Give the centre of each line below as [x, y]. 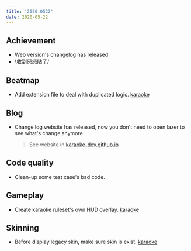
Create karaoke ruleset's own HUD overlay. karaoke [77, 209]
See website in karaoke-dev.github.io [74, 145]
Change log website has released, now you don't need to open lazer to [100, 127]
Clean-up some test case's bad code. [60, 177]
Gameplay [25, 196]
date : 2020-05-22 [27, 17]
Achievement [31, 41]
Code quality [30, 163]
